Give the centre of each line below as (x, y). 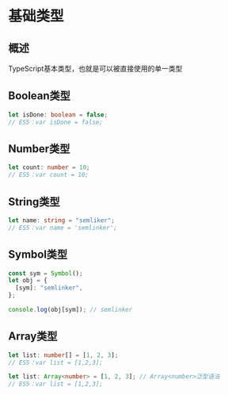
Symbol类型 (38, 255)
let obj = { (28, 281)
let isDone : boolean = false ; (58, 115)
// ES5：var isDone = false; (55, 122)
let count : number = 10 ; (49, 167)
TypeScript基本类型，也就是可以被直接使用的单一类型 (95, 69)
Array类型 (33, 337)
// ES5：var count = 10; (49, 175)
